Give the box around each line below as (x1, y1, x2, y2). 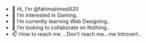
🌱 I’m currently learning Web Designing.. (11, 18, 111, 24)
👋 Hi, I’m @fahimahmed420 (11, 6, 79, 12)
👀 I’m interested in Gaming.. (11, 12, 79, 19)
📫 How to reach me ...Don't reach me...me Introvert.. (11, 31, 141, 37)
